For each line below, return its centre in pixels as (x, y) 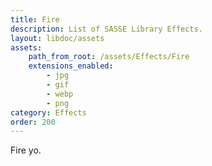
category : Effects (48, 112)
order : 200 (33, 122)
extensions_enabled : (71, 66)
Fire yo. (26, 150)
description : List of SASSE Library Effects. (106, 29)
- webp (60, 94)
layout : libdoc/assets (57, 38)
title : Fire (35, 19)
